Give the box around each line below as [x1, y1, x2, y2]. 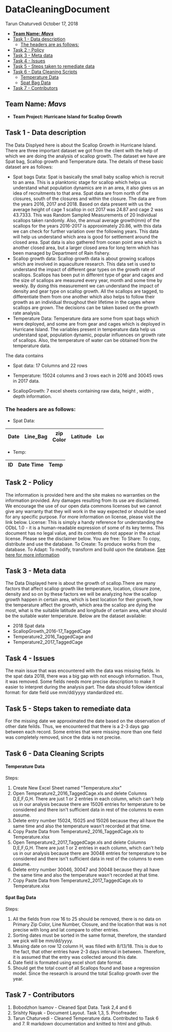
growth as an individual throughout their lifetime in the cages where [12, 299, 156, 305]
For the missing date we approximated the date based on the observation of [5, 718, 165, 724]
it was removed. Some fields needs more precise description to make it [5, 678, 155, 685]
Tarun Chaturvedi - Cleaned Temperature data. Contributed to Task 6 [12, 1015, 159, 1021]
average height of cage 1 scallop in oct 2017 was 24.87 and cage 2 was [12, 206, 163, 212]
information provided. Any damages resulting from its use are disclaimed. [5, 497, 160, 503]
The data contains [5, 352, 44, 358]
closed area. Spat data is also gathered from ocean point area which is [12, 239, 162, 245]
